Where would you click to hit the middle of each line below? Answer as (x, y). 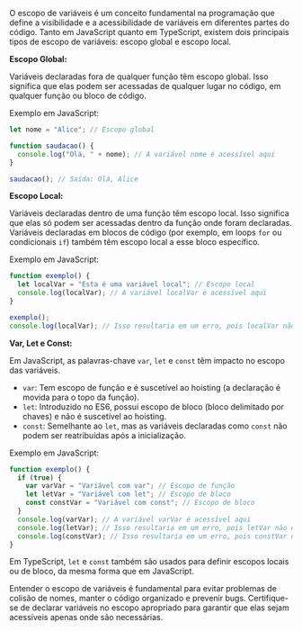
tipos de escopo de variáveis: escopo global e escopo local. (120, 41)
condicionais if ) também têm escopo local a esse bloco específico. (135, 242)
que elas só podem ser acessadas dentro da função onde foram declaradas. (151, 223)
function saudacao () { (52, 146)
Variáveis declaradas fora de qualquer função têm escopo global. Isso (139, 77)
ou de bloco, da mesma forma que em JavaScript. (102, 572)
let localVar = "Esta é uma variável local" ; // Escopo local (136, 284)
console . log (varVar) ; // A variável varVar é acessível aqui (134, 519)
